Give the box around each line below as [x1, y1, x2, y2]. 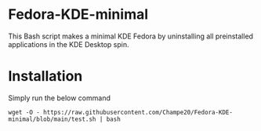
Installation [8, 67, 83, 86]
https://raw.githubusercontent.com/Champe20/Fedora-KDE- [42, 108, 234, 116]
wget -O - [8, 108, 41, 116]
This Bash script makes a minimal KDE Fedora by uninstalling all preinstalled [8, 31, 253, 41]
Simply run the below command [8, 93, 111, 103]
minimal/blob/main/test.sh [8, 115, 96, 123]
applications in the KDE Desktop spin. [8, 39, 129, 49]
